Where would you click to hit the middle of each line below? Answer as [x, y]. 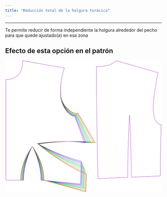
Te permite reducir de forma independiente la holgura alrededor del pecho [81, 30]
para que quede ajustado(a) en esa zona [47, 35]
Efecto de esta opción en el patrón [59, 51]
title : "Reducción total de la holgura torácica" [58, 10]
